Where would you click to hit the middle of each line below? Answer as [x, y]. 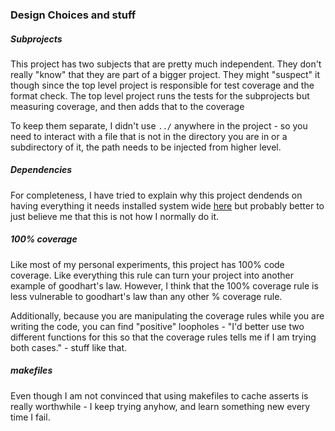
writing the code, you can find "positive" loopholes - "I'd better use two [157, 326]
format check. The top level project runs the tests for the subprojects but [160, 95]
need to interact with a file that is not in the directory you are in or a [149, 136]
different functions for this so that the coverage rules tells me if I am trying [163, 337]
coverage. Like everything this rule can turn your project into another [152, 275]
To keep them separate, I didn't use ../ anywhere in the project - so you [159, 125]
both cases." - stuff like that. [69, 347]
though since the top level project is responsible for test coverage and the [162, 85]
